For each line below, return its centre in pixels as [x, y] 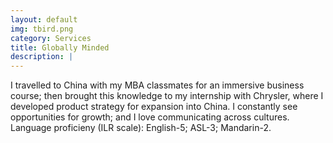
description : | [42, 57]
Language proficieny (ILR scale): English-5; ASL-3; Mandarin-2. [141, 128]
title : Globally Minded [60, 47]
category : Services [51, 38]
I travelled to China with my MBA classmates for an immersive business [157, 85]
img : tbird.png [42, 29]
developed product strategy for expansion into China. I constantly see [154, 107]
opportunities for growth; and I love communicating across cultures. [150, 117]
